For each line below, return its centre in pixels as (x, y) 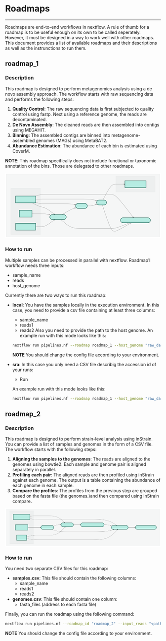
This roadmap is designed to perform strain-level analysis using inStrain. (79, 439)
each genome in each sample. (43, 485)
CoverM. (21, 151)
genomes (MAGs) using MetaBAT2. (72, 140)
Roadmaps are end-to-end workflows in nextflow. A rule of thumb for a (77, 27)
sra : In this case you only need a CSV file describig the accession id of (84, 364)
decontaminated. (29, 119)
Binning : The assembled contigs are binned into (61, 135)
